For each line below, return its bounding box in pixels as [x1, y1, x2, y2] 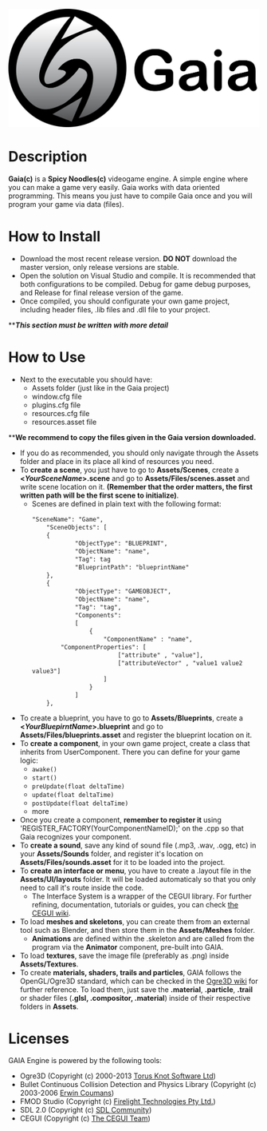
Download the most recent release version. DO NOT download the [19, 253, 238, 264]
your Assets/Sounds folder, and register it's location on [19, 848, 203, 859]
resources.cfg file [31, 408, 90, 418]
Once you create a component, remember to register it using [19, 815, 222, 824]
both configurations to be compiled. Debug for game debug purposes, [19, 279, 251, 288]
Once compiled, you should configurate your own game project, [19, 296, 230, 306]
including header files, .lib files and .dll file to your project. [19, 304, 210, 314]
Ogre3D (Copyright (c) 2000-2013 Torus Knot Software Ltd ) [19, 1071, 217, 1081]
